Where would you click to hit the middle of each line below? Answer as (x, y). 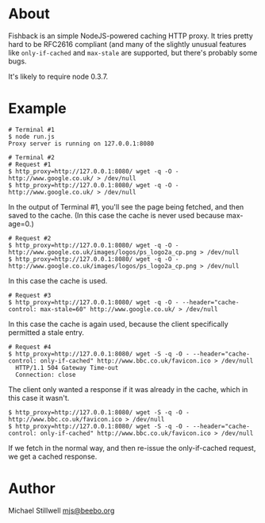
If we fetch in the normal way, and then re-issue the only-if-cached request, (132, 448)
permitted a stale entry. (46, 332)
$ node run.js (32, 137)
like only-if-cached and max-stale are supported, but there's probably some (133, 52)
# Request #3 (30, 295)
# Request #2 (30, 238)
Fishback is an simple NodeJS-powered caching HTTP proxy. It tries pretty (131, 36)
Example (37, 109)
